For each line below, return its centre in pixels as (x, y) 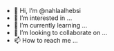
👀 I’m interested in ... (43, 18)
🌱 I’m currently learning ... (50, 25)
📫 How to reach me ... (46, 40)
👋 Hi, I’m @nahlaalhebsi (47, 11)
